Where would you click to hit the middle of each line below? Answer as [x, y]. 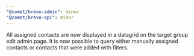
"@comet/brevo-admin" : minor [43, 12]
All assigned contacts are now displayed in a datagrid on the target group [97, 34]
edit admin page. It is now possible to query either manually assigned [92, 41]
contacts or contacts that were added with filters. [67, 47]
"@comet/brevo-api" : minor [40, 17]
